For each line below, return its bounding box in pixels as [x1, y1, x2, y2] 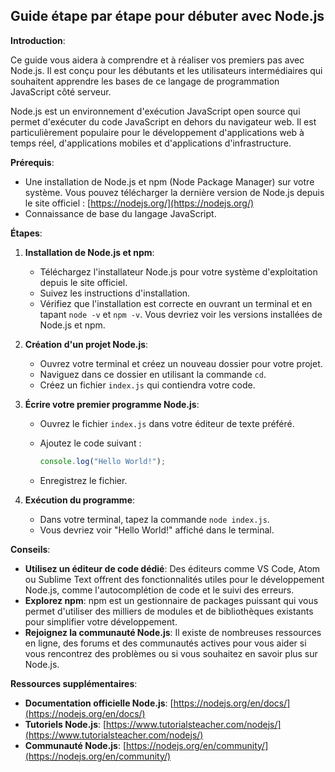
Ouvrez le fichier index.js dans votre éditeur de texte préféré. [39, 417, 295, 429]
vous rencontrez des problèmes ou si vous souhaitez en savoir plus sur [24, 647, 318, 659]
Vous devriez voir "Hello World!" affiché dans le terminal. [39, 524, 275, 536]
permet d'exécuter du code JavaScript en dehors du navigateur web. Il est [10, 115, 317, 128]
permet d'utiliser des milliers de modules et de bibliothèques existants [24, 605, 314, 617]
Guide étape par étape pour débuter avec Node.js [10, 8, 325, 25]
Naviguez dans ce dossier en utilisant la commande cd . [39, 368, 267, 380]
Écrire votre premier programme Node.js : [24, 398, 200, 410]
